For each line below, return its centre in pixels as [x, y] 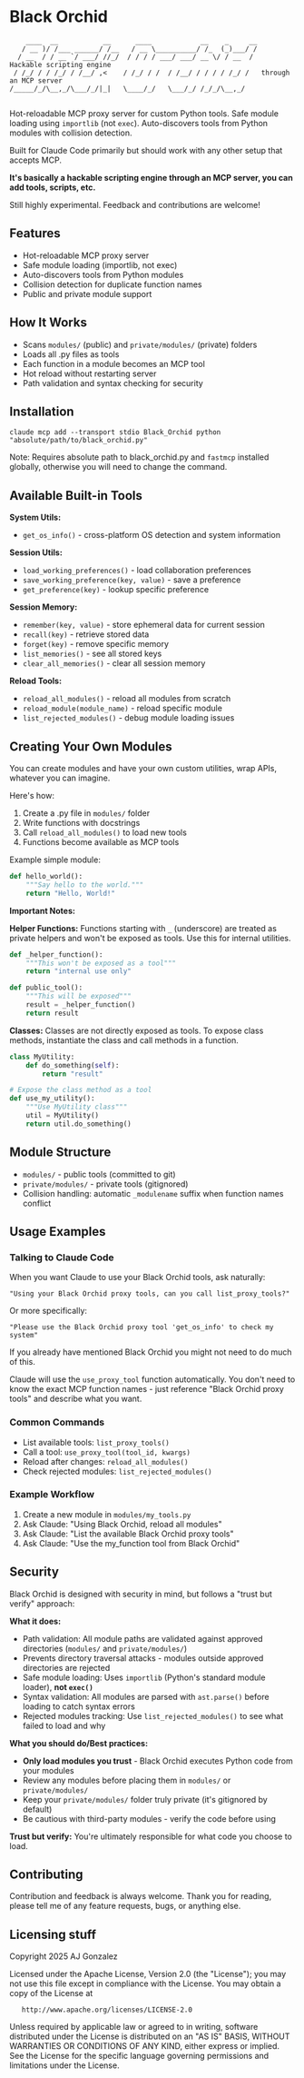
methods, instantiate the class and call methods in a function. [124, 1040]
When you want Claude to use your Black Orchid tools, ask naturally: [137, 1278]
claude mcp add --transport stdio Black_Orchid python [115, 433]
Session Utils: [36, 552]
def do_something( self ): [73, 1065]
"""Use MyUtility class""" [77, 1107]
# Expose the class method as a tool [81, 1090]
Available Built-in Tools [76, 496]
